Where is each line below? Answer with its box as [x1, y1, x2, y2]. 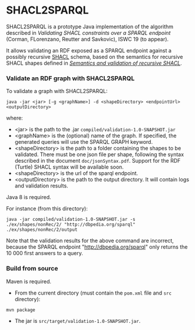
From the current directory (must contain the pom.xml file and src [14, 289, 172, 296]
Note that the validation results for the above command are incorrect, [6, 237, 174, 245]
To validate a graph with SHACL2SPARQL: [6, 88, 108, 95]
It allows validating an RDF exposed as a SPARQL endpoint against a [6, 47, 172, 54]
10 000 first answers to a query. [6, 250, 84, 257]
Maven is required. [6, 278, 52, 285]
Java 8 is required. [6, 194, 51, 201]
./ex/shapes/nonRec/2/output [6, 227, 78, 233]
